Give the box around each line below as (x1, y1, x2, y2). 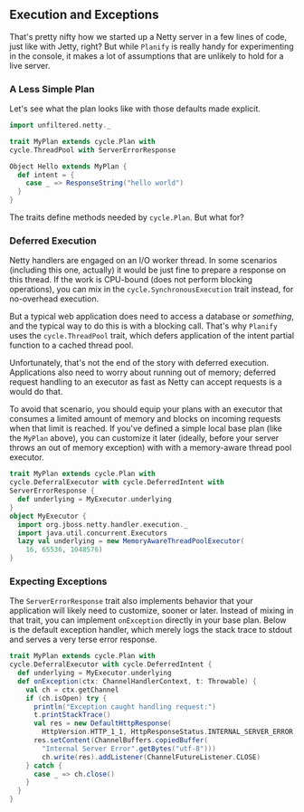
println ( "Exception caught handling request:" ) (33, 702, 217, 712)
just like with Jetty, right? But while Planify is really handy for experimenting (9, 41, 294, 52)
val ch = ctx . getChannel (25, 685, 119, 694)
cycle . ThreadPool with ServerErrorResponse (9, 145, 176, 155)
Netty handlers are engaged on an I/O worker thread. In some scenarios (9, 255, 278, 266)
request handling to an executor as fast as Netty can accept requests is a (9, 377, 282, 387)
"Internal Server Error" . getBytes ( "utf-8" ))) (42, 744, 217, 753)
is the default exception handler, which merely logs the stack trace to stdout (9, 625, 292, 635)
